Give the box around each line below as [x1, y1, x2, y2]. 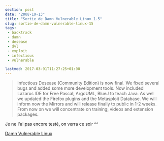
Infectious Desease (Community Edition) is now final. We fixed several [17, 80, 160, 86]
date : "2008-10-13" [5, 12, 45, 17]
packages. [17, 111, 39, 117]
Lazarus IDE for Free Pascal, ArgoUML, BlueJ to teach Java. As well [17, 91, 155, 97]
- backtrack [7, 30, 32, 35]
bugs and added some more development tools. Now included [17, 85, 144, 91]
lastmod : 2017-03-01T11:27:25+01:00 [5, 67, 80, 71]
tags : [5, 26, 16, 31]
